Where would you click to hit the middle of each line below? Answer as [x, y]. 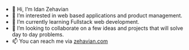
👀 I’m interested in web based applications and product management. [97, 15]
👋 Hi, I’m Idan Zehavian [40, 9]
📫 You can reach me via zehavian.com [60, 41]
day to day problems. [38, 35]
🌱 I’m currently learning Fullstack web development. [75, 22]
